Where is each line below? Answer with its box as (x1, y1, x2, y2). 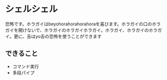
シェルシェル (5, 3, 58, 15)
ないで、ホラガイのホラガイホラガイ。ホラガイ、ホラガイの (26, 27, 149, 33)
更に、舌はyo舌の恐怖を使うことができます (13, 33, 102, 39)
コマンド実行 (12, 63, 39, 69)
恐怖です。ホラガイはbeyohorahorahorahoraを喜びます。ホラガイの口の (5, 21, 152, 27)
